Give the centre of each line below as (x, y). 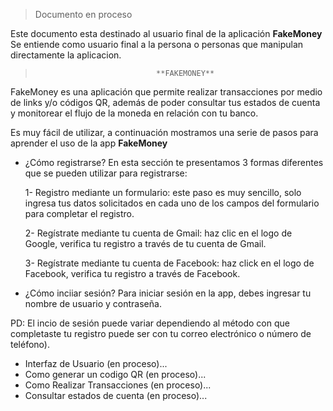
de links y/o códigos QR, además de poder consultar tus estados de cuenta (165, 102)
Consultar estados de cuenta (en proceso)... (116, 395)
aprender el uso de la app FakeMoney (89, 143)
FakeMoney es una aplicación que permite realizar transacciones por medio (166, 92)
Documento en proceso (83, 14)
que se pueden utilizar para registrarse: (106, 173)
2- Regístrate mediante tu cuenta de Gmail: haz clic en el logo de (158, 233)
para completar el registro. (79, 213)
